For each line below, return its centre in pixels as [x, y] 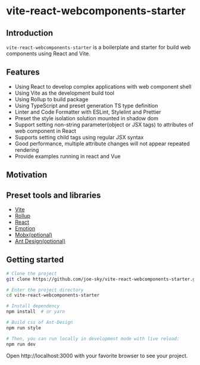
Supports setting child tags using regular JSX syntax [79, 137]
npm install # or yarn [36, 312]
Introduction [30, 33]
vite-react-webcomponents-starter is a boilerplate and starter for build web [99, 47]
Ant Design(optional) [40, 241]
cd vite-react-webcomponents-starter [53, 295]
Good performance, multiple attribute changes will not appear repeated [102, 143]
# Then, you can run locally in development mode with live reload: [93, 339]
